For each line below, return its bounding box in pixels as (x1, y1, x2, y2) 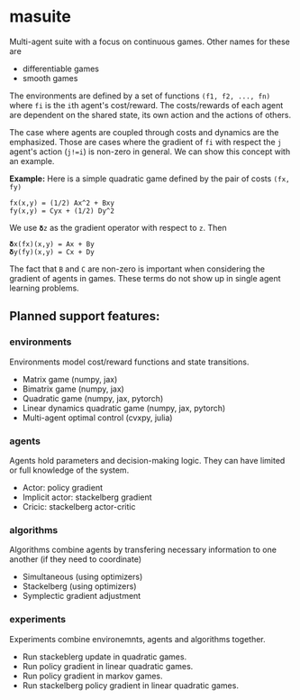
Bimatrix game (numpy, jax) (22, 383, 124, 394)
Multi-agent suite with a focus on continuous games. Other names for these (9, 36, 290, 47)
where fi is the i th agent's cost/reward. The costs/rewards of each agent (9, 99, 284, 110)
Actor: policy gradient (22, 482, 104, 493)
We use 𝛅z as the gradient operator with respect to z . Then (9, 222, 227, 233)
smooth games (22, 72, 78, 83)
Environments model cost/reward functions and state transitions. (9, 356, 250, 367)
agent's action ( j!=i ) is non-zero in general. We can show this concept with (9, 146, 291, 157)
